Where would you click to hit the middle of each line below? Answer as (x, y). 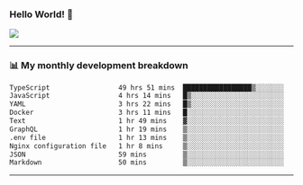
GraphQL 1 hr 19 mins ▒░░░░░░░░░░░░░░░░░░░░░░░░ (147, 129)
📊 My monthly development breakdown (99, 66)
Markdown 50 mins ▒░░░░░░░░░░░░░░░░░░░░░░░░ (147, 163)
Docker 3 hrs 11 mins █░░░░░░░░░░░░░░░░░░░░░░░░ (147, 113)
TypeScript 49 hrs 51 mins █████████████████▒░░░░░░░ (147, 88)
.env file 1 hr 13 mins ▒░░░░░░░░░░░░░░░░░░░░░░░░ (147, 137)
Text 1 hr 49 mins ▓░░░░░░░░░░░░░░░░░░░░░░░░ (147, 121)
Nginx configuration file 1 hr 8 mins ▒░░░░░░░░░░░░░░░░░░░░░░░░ (147, 146)
